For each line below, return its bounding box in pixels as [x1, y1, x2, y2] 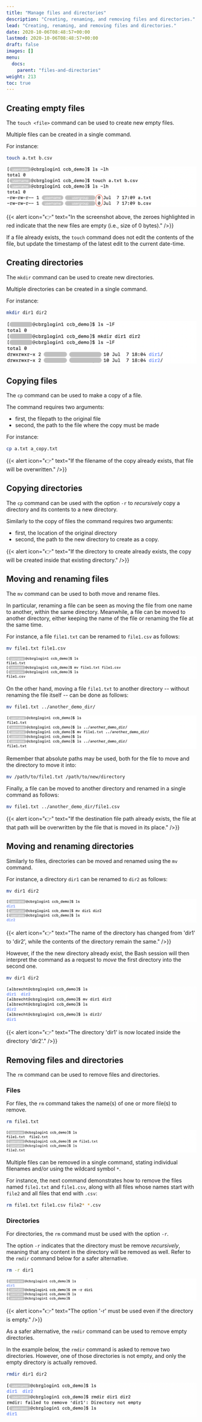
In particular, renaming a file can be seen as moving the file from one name [6, 602, 193, 609]
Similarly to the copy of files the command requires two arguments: [6, 517, 174, 524]
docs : [11, 60, 26, 67]
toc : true [6, 80, 31, 86]
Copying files [6, 376, 58, 386]
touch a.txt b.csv [6, 155, 52, 161]
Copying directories [6, 483, 83, 494]
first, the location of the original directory [14, 529, 118, 537]
